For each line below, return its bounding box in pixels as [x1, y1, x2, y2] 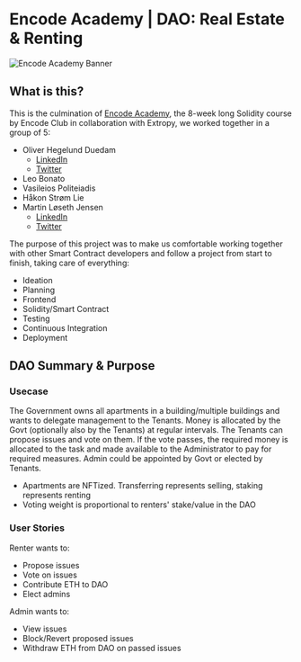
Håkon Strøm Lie [22, 192, 84, 202]
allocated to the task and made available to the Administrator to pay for [9, 443, 272, 454]
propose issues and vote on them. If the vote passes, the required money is [9, 434, 289, 445]
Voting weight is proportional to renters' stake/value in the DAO [22, 499, 256, 510]
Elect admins [22, 588, 71, 599]
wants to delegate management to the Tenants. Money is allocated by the [9, 415, 281, 426]
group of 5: [9, 127, 51, 138]
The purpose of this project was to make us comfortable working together [9, 238, 283, 249]
